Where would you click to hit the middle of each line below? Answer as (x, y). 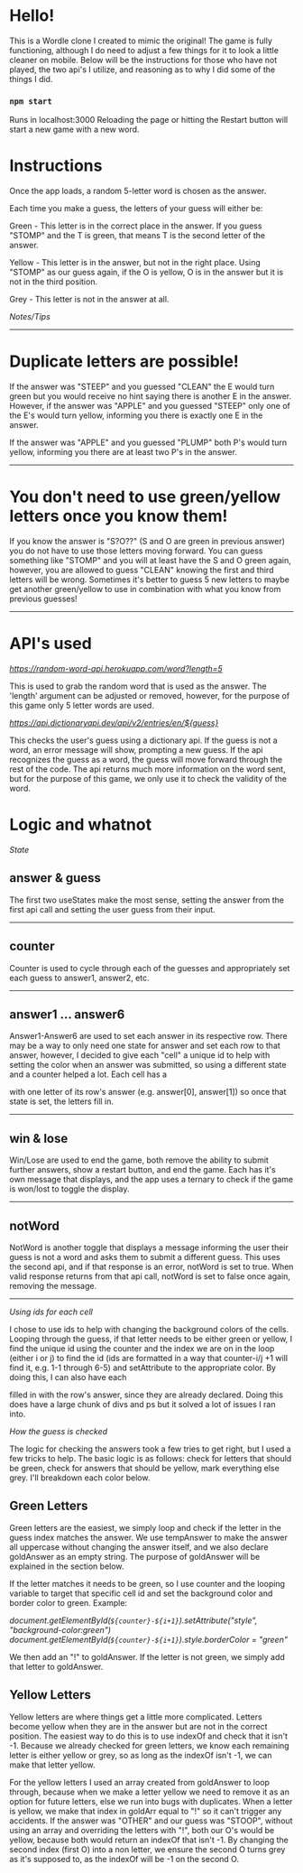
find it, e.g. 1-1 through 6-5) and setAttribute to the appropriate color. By (143, 1368)
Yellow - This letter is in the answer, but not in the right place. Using (135, 263)
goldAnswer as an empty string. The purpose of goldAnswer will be (135, 1556)
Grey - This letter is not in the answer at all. (89, 300)
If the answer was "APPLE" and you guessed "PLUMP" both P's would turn (148, 442)
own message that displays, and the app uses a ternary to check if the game (151, 1180)
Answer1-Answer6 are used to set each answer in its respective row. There (148, 1036)
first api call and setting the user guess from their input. (113, 909)
